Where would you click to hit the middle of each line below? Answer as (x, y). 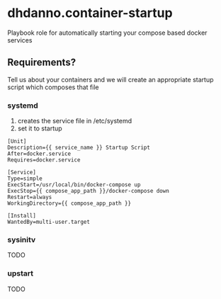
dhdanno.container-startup (90, 13)
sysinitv (22, 239)
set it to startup (40, 128)
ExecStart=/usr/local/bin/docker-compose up (74, 185)
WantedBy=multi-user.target (49, 222)
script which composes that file (53, 87)
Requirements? (42, 63)
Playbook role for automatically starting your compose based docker (107, 33)
